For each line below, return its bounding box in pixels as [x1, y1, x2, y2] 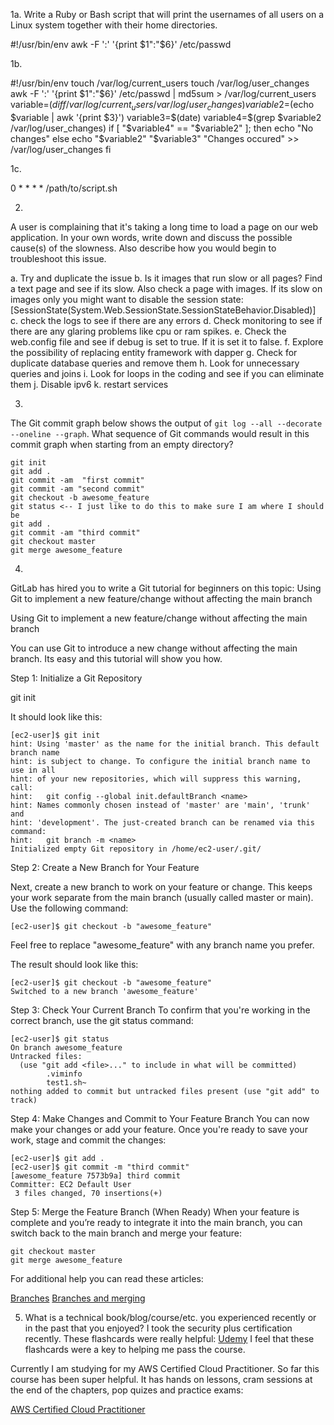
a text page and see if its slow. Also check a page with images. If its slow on [10, 282, 323, 294]
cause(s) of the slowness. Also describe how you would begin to [10, 242, 277, 254]
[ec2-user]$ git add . [10, 1153, 105, 1163]
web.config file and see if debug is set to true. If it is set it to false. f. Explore [10, 335, 324, 348]
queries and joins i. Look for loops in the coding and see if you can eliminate [10, 367, 325, 379]
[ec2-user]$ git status [10, 1034, 110, 1044]
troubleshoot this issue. [10, 252, 107, 264]
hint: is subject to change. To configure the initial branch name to [10, 756, 311, 766]
